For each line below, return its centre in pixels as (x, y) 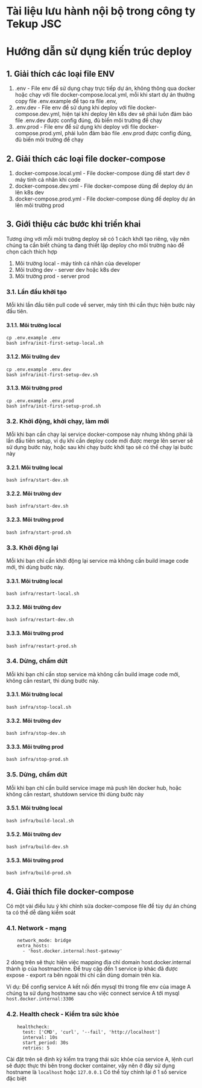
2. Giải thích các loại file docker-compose (86, 158)
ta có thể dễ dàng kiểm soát (41, 912)
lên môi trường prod (39, 205)
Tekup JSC (34, 24)
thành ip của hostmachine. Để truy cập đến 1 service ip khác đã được (92, 969)
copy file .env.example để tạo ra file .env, (66, 101)
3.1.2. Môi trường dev (33, 356)
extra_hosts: (33, 946)
